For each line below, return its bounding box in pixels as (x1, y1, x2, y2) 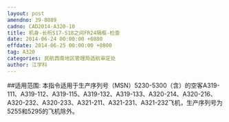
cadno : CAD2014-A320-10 (7, 23, 76, 30)
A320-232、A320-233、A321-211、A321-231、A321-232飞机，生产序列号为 (7, 98, 223, 107)
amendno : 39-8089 (7, 17, 57, 23)
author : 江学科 (7, 61, 47, 68)
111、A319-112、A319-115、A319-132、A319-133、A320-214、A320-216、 (7, 90, 217, 98)
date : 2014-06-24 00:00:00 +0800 (7, 36, 103, 43)
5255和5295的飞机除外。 (7, 107, 79, 115)
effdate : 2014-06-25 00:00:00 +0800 (7, 42, 112, 49)
